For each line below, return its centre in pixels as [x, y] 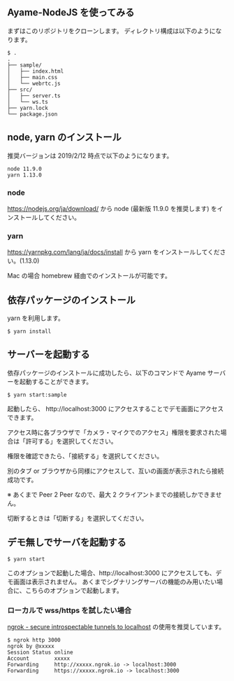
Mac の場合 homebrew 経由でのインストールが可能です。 [89, 276]
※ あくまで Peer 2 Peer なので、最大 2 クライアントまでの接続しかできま [111, 494]
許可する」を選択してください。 [71, 441]
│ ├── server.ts [34, 96]
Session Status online [40, 652]
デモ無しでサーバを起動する [67, 543]
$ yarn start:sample [37, 394]
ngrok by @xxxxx [31, 646]
